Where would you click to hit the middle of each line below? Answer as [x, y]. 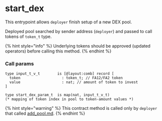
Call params [19, 64]
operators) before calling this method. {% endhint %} [58, 51]
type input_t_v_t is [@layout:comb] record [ [60, 74]
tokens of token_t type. [28, 36]
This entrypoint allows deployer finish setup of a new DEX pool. [69, 22]
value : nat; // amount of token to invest [74, 82]
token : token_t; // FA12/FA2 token [66, 78]
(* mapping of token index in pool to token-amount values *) [69, 99]
